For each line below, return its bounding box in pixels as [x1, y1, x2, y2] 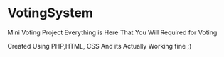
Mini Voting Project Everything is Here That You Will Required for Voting [7, 28, 218, 37]
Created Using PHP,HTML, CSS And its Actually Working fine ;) [7, 42, 192, 50]
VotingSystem [7, 5, 94, 21]
